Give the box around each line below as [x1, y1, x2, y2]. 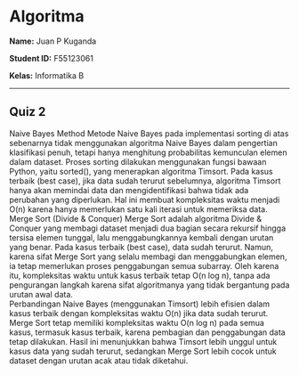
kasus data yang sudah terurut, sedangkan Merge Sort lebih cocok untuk [9, 346, 278, 356]
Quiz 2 [9, 104, 46, 119]
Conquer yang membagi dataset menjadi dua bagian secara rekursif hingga [9, 223, 287, 233]
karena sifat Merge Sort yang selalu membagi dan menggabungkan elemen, [9, 251, 287, 262]
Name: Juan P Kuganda [9, 36, 97, 46]
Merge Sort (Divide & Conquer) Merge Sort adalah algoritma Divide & [9, 213, 263, 224]
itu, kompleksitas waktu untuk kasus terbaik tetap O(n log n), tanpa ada [9, 270, 271, 281]
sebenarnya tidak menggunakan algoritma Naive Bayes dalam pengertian [9, 137, 278, 148]
